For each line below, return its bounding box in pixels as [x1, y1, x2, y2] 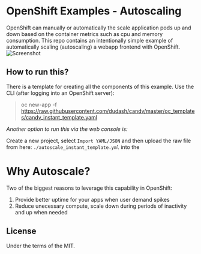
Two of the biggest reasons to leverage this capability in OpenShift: [6, 184, 173, 192]
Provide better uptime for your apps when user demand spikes [14, 196, 170, 203]
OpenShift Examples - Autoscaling [6, 4, 182, 18]
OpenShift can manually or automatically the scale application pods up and [6, 24, 191, 31]
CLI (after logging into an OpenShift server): [6, 89, 115, 97]
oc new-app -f [20, 101, 57, 108]
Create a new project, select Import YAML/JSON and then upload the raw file [6, 137, 191, 144]
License [6, 226, 37, 237]
